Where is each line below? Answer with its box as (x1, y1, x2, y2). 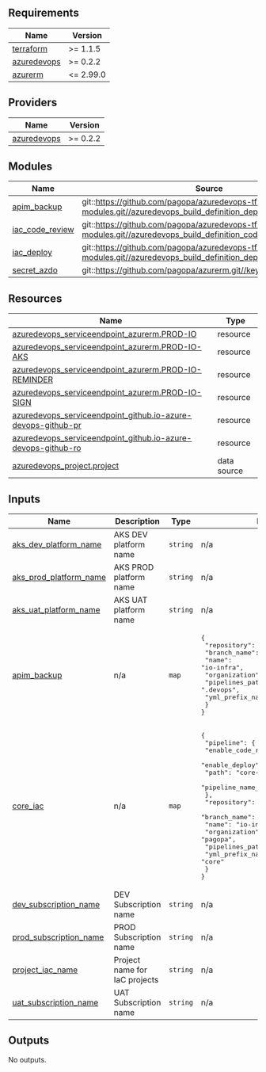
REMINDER (12, 374, 54, 385)
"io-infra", (200, 663, 244, 672)
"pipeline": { (204, 738, 256, 747)
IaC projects (113, 975, 159, 986)
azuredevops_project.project (12, 460, 120, 471)
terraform (12, 43, 48, 54)
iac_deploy (12, 247, 53, 258)
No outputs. (8, 1055, 47, 1064)
